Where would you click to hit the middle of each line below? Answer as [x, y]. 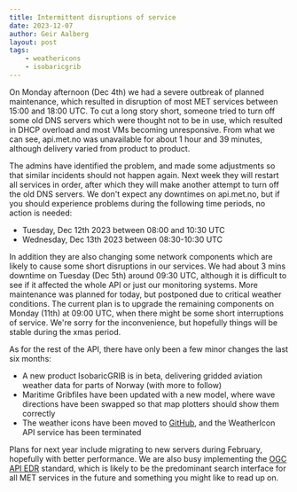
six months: [30, 358]
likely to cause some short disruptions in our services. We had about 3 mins [148, 266]
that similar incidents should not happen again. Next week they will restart [144, 175]
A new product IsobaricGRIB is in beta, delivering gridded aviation [142, 375]
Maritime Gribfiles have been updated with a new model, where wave [148, 394]
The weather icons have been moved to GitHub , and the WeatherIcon [148, 423]
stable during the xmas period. [65, 332]
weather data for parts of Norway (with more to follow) [122, 385]
